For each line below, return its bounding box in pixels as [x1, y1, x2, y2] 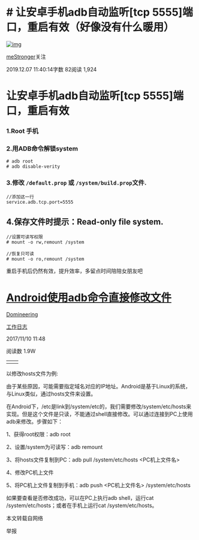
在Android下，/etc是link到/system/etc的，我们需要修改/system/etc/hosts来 [6, 403, 192, 411]
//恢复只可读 [6, 251, 34, 257]
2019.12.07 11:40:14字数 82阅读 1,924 [6, 65, 97, 73]
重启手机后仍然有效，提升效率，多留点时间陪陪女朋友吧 [6, 267, 143, 274]
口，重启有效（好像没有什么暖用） [6, 20, 175, 34]
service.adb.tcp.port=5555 [6, 199, 74, 205]
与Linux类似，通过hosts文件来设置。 [6, 390, 97, 397]
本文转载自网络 [6, 515, 43, 522]
